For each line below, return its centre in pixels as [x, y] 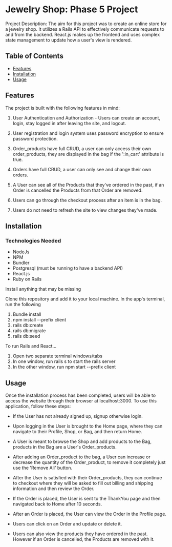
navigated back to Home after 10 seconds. [57, 504]
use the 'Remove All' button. [42, 468]
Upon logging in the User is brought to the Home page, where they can [88, 426]
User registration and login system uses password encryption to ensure [88, 133]
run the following [23, 305]
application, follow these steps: [38, 407]
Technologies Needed [33, 240]
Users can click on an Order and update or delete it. [67, 524]
